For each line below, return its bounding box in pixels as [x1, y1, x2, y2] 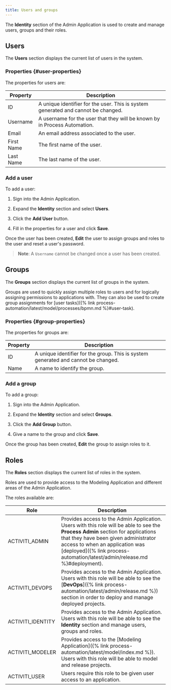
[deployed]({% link [61, 547, 106, 554]
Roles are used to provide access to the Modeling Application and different [5, 479, 162, 485]
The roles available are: [5, 495, 54, 501]
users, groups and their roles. [5, 27, 67, 33]
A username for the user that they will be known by [38, 115, 160, 122]
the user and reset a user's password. [5, 241, 85, 247]
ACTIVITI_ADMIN [8, 538, 49, 545]
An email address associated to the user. [38, 130, 136, 137]
